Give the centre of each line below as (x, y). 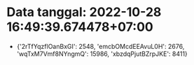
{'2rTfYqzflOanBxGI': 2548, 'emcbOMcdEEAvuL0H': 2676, (101, 46)
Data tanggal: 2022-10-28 (84, 12)
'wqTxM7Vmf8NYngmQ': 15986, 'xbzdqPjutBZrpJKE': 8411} (102, 54)
